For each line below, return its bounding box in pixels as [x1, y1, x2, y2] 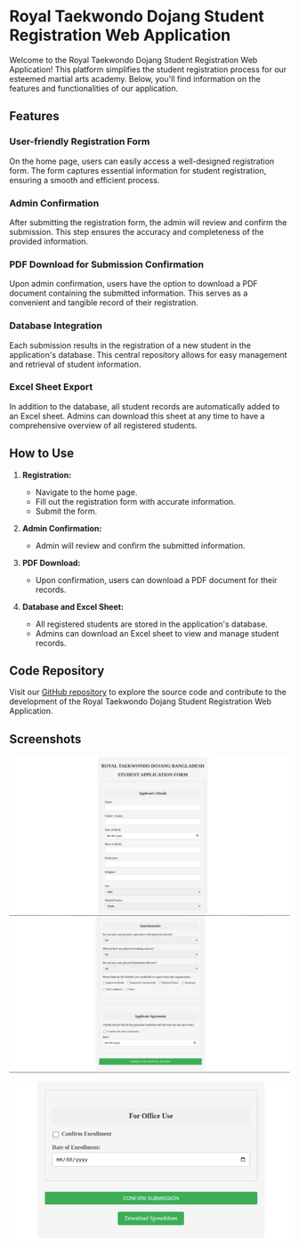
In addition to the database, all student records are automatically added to [9, 401, 280, 411]
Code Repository [9, 663, 105, 678]
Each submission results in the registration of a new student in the [9, 340, 252, 351]
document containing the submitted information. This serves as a [9, 287, 248, 299]
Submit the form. [35, 506, 98, 516]
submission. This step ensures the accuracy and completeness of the [9, 226, 264, 237]
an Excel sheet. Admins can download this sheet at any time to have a [9, 410, 265, 421]
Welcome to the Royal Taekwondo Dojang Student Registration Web [9, 54, 258, 65]
